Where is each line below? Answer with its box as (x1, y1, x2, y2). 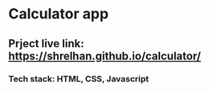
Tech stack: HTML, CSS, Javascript (8, 73, 150, 84)
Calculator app (8, 5, 109, 23)
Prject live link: (8, 37, 84, 50)
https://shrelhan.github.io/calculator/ (8, 49, 201, 62)
